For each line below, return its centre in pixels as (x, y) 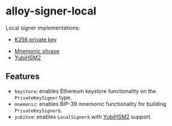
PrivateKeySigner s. (38, 110)
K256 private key (35, 39)
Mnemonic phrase (37, 51)
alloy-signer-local (51, 11)
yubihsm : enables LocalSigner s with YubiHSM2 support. (83, 116)
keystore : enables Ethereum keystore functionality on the (85, 91)
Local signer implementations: (43, 28)
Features (23, 77)
